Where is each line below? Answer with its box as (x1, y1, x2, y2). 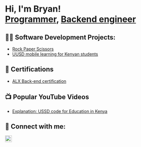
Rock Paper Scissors (12, 46, 54, 52)
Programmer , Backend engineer (5, 14, 136, 25)
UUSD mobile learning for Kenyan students (12, 51, 98, 57)
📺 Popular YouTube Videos (5, 93, 89, 101)
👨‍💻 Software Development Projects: (5, 33, 116, 41)
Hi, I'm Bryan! (5, 3, 61, 15)
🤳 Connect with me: (5, 123, 66, 131)
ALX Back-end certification (12, 78, 67, 84)
